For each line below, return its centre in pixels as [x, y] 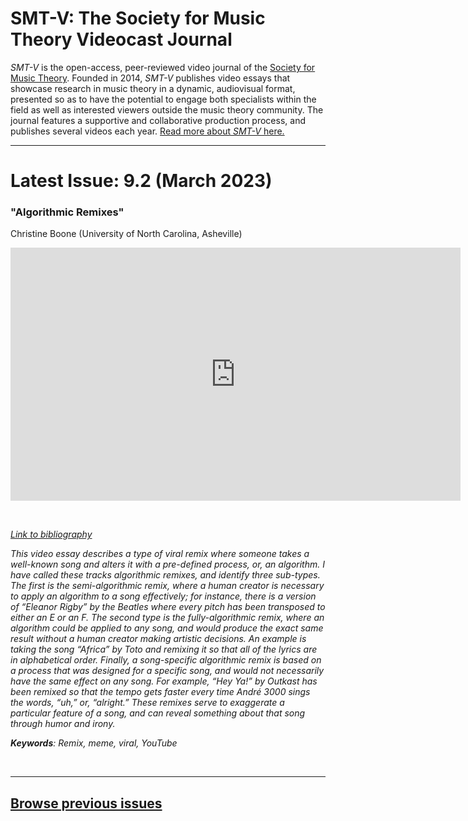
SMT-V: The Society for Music [138, 18]
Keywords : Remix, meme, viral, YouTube [94, 743]
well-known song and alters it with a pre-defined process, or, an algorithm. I [167, 564]
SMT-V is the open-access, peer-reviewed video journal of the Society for [163, 67]
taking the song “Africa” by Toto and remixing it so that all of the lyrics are [164, 649]
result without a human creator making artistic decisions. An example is [158, 639]
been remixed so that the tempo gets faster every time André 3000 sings [160, 692]
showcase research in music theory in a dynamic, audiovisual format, [153, 88]
